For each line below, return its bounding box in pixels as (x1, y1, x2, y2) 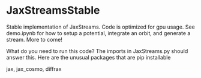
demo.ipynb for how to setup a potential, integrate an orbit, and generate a (6, 29, 191, 36)
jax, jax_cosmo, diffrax (6, 65, 62, 72)
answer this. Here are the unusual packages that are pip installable (6, 54, 171, 61)
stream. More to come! (6, 36, 63, 43)
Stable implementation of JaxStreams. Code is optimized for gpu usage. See (6, 23, 195, 30)
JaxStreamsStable (6, 4, 100, 17)
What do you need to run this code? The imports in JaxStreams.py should (6, 47, 188, 54)
